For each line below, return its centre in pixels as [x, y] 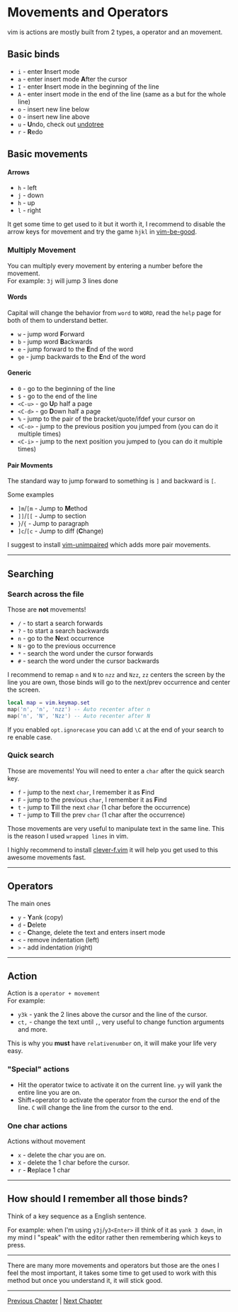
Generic [19, 373]
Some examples [31, 495]
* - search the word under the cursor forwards [85, 653]
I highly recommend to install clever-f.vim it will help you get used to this [113, 849]
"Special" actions [38, 1069]
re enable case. [30, 737]
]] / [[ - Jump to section [52, 516]
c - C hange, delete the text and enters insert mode [91, 932]
